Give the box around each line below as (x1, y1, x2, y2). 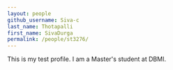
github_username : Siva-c (7, 17, 80, 24)
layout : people (7, 10, 52, 17)
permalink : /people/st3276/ (7, 36, 89, 43)
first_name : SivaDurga (7, 29, 73, 37)
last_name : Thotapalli (7, 23, 73, 30)
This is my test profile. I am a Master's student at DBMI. (7, 55, 166, 63)
